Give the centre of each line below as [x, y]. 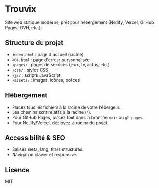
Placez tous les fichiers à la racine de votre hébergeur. [66, 107]
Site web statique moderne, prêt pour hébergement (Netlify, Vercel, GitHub [79, 22]
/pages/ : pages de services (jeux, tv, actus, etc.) [61, 64]
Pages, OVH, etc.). [23, 27]
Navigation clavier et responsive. [45, 155]
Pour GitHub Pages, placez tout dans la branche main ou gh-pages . [78, 117]
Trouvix [21, 9]
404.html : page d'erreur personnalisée [51, 60]
